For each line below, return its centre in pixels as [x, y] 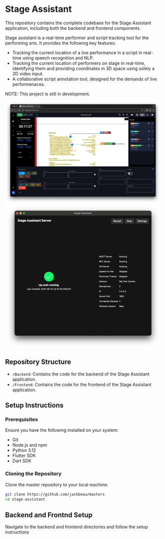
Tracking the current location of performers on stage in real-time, [79, 63]
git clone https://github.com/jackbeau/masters [55, 494]
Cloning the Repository [33, 474]
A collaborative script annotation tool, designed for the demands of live [84, 79]
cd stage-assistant [25, 499]
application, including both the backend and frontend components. [73, 28]
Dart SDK [22, 461]
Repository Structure [38, 362]
